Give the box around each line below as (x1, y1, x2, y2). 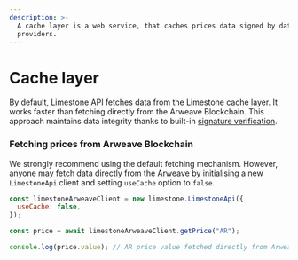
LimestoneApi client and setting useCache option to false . (9, 177, 216, 187)
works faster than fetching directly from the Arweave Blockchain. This (9, 106, 264, 117)
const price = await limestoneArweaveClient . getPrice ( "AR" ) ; (9, 227, 240, 236)
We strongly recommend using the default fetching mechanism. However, (9, 158, 278, 169)
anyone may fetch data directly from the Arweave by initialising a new (9, 168, 263, 178)
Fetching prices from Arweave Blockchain (9, 138, 193, 151)
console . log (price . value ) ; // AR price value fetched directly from (9, 243, 268, 252)
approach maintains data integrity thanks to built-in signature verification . (9, 116, 278, 127)
